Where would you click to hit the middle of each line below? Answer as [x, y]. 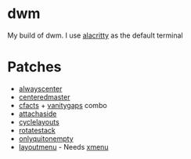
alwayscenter [40, 89]
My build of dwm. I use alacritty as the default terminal [95, 35]
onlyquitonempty [46, 139]
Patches [34, 67]
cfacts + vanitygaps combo [63, 105]
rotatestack [37, 130]
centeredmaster [44, 97]
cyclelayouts [39, 121]
